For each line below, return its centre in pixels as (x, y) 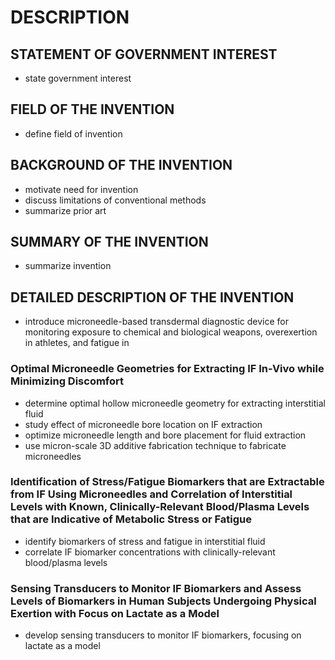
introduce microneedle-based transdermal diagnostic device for (156, 322)
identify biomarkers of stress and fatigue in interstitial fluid (145, 541)
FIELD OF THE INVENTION (92, 109)
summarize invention (68, 266)
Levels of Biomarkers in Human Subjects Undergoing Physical (163, 601)
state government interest (78, 78)
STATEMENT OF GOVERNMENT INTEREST (144, 54)
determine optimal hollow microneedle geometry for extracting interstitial (175, 403)
